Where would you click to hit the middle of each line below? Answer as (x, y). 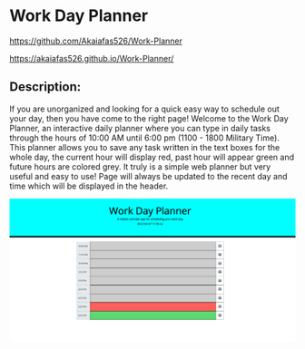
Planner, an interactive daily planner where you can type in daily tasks (140, 128)
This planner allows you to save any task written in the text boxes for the (145, 147)
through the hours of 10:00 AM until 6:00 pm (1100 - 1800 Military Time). (144, 138)
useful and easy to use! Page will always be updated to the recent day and (148, 176)
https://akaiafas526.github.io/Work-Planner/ (92, 58)
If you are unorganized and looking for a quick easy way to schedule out (144, 109)
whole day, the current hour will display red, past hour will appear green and (152, 157)
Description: (45, 87)
